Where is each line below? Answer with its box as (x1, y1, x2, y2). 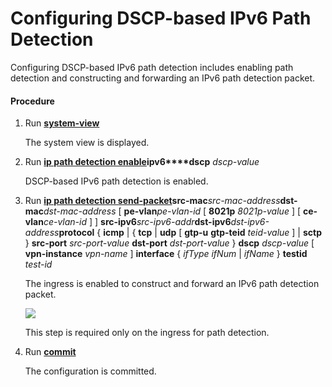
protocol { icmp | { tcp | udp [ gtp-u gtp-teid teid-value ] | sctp (58, 227, 322, 239)
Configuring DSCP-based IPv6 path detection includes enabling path (10, 61, 294, 73)
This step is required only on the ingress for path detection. (24, 327, 270, 339)
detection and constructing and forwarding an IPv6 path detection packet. (10, 72, 316, 84)
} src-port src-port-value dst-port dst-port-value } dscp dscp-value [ (24, 237, 315, 249)
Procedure (10, 95, 55, 107)
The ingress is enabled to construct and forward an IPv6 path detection (24, 278, 320, 290)
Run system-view (24, 117, 100, 129)
